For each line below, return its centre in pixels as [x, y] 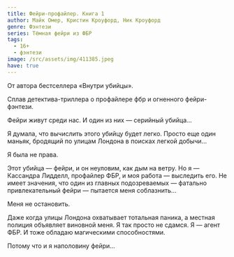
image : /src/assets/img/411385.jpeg [60, 59]
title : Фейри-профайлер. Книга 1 [56, 14]
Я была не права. [33, 154]
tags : [15, 40]
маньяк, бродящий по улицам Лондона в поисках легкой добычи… [107, 141]
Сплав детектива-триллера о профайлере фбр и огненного [95, 99]
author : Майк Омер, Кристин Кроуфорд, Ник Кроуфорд [84, 20]
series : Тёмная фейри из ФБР [50, 33]
